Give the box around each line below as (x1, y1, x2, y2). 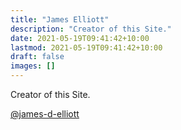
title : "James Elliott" (10, 14, 110, 25)
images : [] (10, 61, 56, 71)
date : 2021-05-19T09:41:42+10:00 (10, 33, 150, 43)
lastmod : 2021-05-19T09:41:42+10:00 (10, 42, 163, 53)
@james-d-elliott (10, 108, 80, 120)
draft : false (10, 52, 65, 62)
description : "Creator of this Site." (10, 24, 172, 34)
